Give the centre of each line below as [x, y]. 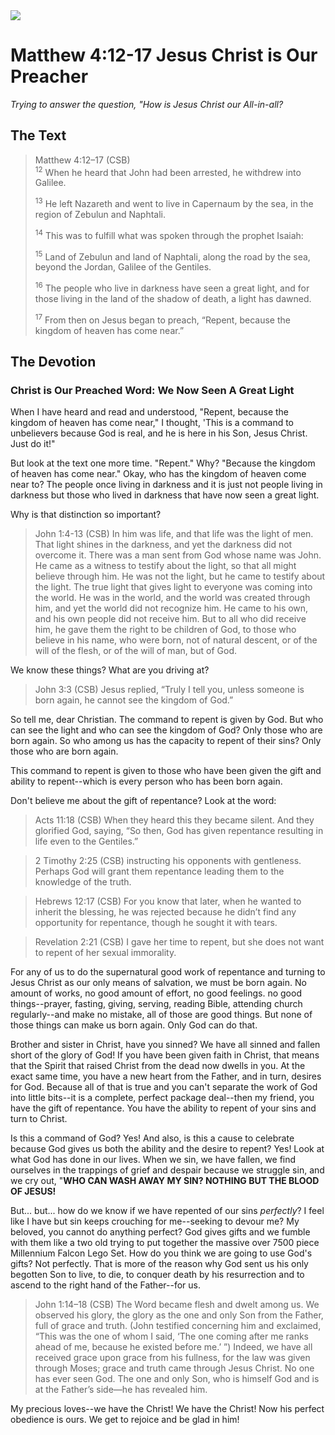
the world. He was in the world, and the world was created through [172, 598]
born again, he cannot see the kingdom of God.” [134, 700]
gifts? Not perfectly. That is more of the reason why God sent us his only [159, 1264]
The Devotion [53, 362]
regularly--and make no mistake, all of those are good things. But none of [161, 1015]
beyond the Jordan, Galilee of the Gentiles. [123, 267]
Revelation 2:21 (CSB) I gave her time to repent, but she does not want [179, 942]
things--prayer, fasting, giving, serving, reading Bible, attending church [156, 1004]
